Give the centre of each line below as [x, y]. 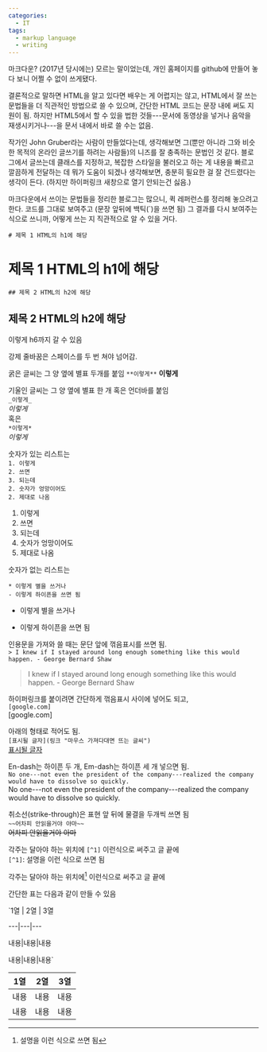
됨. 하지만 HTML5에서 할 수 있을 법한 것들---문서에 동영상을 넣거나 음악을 [137, 115]
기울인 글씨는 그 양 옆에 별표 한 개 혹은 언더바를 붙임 [89, 390]
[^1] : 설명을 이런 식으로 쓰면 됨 [57, 859]
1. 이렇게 [22, 463]
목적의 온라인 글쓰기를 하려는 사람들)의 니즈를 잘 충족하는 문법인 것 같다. [128, 153]
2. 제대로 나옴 [29, 497]
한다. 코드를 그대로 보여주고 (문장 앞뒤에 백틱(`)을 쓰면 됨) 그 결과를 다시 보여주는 [133, 209]
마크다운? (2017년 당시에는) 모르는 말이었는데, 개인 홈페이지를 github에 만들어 [129, 69]
